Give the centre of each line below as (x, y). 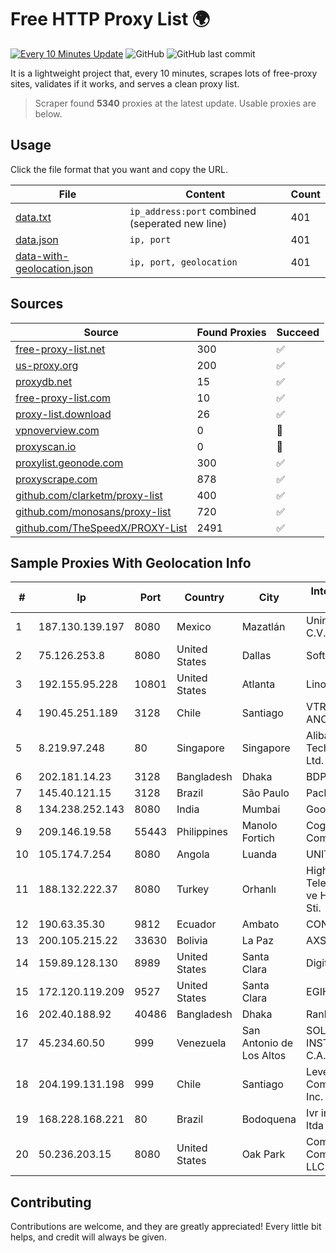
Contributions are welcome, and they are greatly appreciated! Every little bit (166, 1227)
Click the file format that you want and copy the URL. (119, 169)
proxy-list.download (63, 414)
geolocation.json (54, 268)
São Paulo (265, 793)
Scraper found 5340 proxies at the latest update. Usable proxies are (175, 103)
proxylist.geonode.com (69, 463)
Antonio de (267, 1043)
